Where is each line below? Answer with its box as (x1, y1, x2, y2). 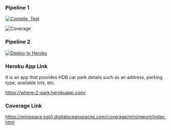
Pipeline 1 (5, 4, 30, 11)
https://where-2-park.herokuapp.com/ (5, 89, 86, 95)
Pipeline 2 (5, 38, 31, 45)
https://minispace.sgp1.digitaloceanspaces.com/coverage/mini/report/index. (5, 114, 166, 120)
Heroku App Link (5, 63, 47, 70)
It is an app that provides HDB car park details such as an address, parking (5, 74, 163, 80)
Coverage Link (5, 102, 42, 109)
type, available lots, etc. (5, 80, 55, 86)
